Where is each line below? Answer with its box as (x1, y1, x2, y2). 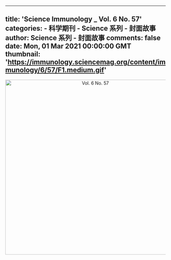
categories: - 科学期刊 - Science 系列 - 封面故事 (5, 24, 156, 33)
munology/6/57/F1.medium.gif (5, 66, 104, 74)
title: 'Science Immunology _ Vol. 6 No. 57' (5, 15, 142, 23)
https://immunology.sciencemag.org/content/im (7, 58, 166, 67)
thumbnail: (5, 50, 41, 59)
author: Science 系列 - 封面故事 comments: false (5, 34, 161, 42)
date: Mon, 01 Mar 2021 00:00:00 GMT (5, 42, 131, 51)
